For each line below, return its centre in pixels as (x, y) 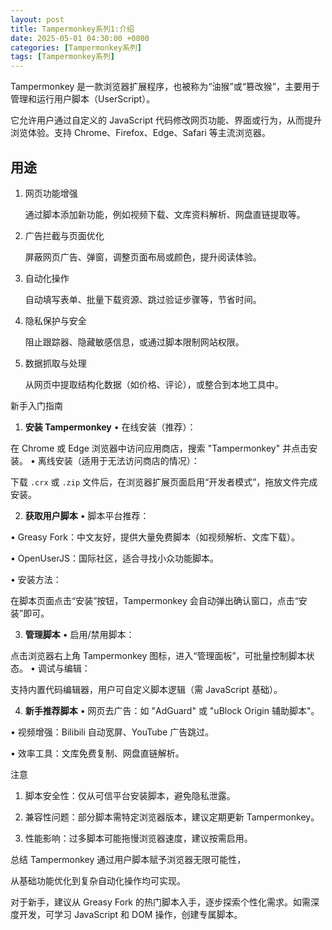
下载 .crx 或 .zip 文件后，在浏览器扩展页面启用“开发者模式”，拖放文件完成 (164, 482)
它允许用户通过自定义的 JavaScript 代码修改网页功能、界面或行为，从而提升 (166, 120)
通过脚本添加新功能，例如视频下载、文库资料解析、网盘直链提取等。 (165, 214)
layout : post (37, 19)
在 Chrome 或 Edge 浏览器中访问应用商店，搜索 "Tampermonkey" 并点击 (160, 448)
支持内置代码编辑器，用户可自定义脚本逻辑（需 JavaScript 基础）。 (146, 689)
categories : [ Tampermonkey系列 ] (76, 47)
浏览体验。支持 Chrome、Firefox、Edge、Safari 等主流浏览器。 (140, 133)
